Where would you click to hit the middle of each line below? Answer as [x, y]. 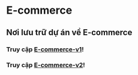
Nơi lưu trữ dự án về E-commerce [69, 32]
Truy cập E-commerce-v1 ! [45, 49]
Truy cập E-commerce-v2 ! [46, 65]
